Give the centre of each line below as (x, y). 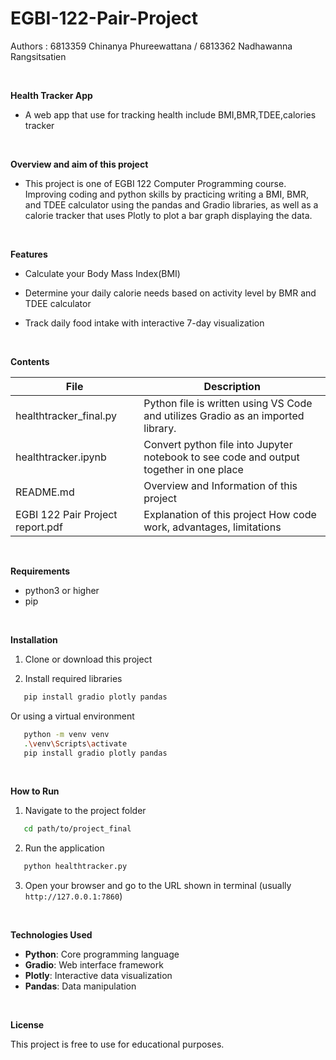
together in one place (193, 469)
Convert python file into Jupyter (218, 444)
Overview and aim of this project (79, 164)
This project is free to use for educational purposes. (117, 1044)
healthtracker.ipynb (61, 457)
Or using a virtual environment (72, 716)
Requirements (40, 571)
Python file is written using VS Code (228, 403)
